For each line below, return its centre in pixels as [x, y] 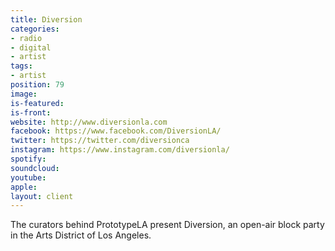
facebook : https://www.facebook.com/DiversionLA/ [116, 131]
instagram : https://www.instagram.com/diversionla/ [120, 150]
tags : [21, 66]
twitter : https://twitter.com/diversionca [100, 141]
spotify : [28, 159]
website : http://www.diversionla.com [89, 122]
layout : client [42, 196]
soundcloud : [35, 168]
